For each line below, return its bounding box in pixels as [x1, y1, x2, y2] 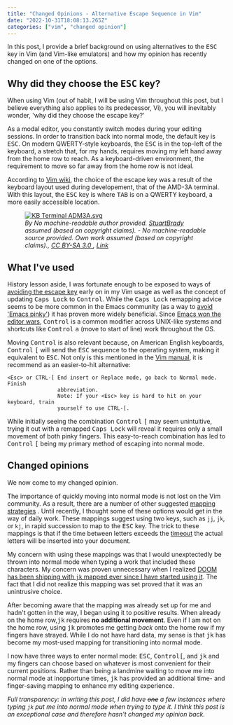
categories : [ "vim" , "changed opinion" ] [7, 23, 127, 30]
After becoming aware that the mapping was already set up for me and [7, 600, 211, 609]
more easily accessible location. [7, 198, 100, 207]
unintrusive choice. [7, 587, 63, 595]
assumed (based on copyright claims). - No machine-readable [24, 226, 206, 235]
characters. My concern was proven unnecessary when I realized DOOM [7, 565, 218, 573]
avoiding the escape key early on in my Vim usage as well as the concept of [7, 288, 226, 296]
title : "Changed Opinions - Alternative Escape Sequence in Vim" [7, 10, 202, 18]
